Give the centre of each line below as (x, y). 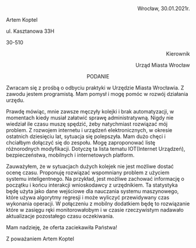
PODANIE (98, 76)
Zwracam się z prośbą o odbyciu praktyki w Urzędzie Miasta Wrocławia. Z (95, 88)
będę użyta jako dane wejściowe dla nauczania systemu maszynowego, (92, 191)
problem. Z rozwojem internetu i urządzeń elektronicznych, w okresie (89, 130)
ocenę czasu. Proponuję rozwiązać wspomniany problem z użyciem (88, 173)
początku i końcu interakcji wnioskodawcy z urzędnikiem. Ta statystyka (92, 185)
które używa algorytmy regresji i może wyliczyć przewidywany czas (88, 197)
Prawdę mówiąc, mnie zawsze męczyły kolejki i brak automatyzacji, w (90, 111)
